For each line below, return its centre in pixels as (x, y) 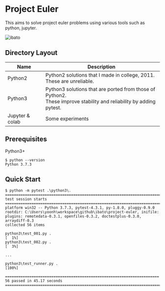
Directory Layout (31, 53)
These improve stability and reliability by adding (100, 101)
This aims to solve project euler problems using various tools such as (75, 23)
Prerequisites (26, 139)
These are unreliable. (70, 81)
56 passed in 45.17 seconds (34, 281)
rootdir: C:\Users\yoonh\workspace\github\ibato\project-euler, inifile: (82, 212)
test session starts (26, 199)
